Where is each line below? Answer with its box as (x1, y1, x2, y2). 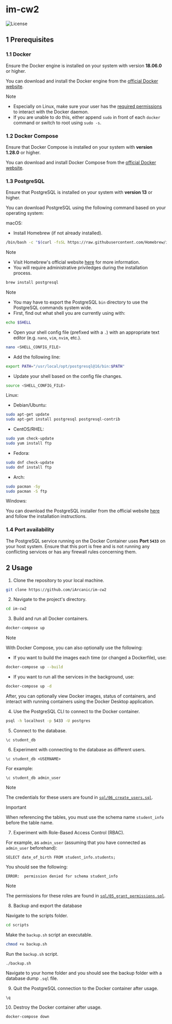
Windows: (6, 498, 27, 504)
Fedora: (13, 450, 30, 456)
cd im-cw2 (6, 606, 27, 611)
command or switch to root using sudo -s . (13, 119, 102, 126)
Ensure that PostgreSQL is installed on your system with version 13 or (6, 189, 153, 195)
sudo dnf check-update (6, 460, 54, 465)
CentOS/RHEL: (13, 426, 44, 432)
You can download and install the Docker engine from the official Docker (6, 78, 159, 84)
